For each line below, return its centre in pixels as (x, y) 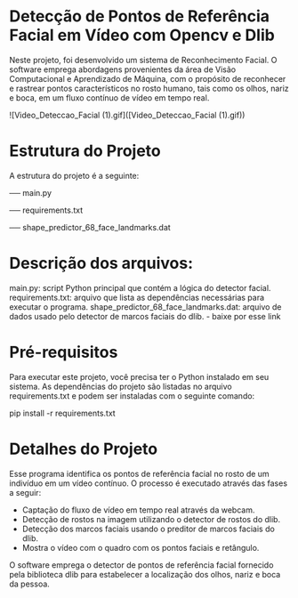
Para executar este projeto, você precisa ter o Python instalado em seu (139, 376)
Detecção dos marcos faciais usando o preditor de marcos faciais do (149, 529)
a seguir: (25, 492)
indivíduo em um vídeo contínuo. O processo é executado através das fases (148, 483)
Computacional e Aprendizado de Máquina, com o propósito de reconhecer (148, 78)
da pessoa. (30, 584)
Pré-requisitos (64, 352)
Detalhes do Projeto (84, 449)
